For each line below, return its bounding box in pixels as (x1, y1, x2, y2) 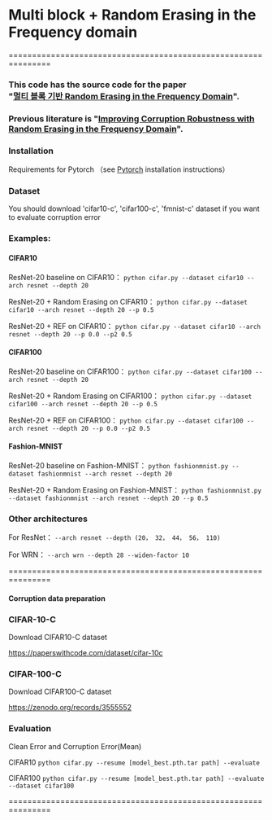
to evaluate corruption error (8, 213, 101, 222)
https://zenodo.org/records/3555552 (8, 703, 132, 713)
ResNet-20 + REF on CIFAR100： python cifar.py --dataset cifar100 (8, 415, 244, 425)
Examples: (8, 233, 51, 244)
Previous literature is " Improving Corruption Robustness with (8, 112, 255, 124)
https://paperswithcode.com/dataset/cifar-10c (8, 648, 164, 658)
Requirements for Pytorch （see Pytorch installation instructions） (8, 164, 230, 174)
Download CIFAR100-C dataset (8, 686, 112, 697)
